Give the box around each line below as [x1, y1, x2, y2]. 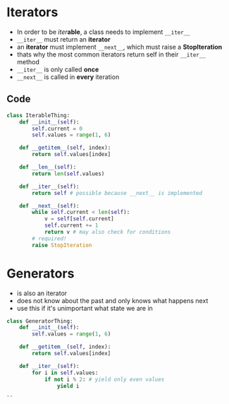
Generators [6, 266, 75, 281]
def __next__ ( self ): [19, 202, 80, 209]
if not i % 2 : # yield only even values [44, 376, 165, 383]
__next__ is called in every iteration [16, 72, 120, 81]
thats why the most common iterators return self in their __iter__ [16, 50, 206, 59]
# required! [32, 234, 68, 242]
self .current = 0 [32, 125, 82, 132]
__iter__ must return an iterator [16, 35, 111, 43]
